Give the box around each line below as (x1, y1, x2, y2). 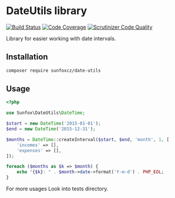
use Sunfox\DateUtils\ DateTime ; (6, 110, 85, 116)
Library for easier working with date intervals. (6, 35, 116, 42)
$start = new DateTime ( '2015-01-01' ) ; (6, 120, 101, 127)
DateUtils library (6, 4, 87, 18)
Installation (6, 52, 48, 62)
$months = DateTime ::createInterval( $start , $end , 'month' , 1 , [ (6, 136, 170, 142)
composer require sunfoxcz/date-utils (6, 68, 101, 73)
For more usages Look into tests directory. (6, 185, 109, 192)
